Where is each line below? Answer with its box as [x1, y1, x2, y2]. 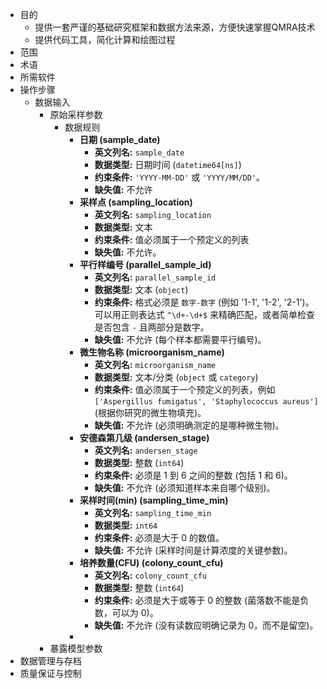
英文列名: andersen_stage [94, 444, 198, 456]
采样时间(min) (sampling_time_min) [79, 494, 229, 506]
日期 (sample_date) [79, 134, 161, 145]
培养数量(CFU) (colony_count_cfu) [79, 557, 224, 568]
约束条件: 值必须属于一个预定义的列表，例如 [94, 384, 276, 395]
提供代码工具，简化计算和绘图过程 [34, 34, 176, 45]
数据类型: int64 [94, 519, 158, 531]
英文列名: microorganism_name [94, 359, 217, 370]
